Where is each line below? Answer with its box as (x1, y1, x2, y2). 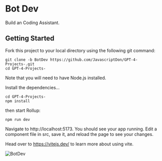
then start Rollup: (5, 107, 41, 113)
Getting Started (5, 34, 55, 43)
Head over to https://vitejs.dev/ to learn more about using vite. (5, 141, 134, 147)
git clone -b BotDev (5, 57, 49, 62)
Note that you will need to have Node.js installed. (5, 75, 106, 81)
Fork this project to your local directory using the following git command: (5, 47, 155, 53)
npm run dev (5, 117, 30, 122)
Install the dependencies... (5, 84, 60, 90)
